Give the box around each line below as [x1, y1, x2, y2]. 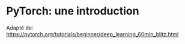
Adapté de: [6, 24, 34, 31]
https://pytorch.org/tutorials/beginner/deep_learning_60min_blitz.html [6, 30, 179, 37]
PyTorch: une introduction [6, 4, 139, 18]
